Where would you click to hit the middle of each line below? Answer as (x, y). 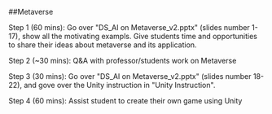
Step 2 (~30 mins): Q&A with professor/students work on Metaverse (123, 61)
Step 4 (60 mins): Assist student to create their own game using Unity (125, 101)
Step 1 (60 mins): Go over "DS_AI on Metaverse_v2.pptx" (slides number (129, 27)
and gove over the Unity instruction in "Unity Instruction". (120, 85)
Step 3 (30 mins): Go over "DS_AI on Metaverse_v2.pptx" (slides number (130, 76)
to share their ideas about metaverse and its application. (103, 45)
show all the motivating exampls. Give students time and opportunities (140, 36)
